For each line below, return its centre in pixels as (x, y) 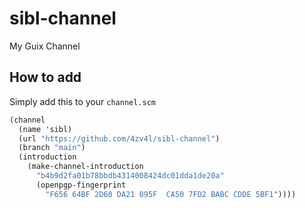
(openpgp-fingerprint (81, 185)
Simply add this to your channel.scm (82, 101)
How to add (45, 77)
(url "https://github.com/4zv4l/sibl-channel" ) (119, 138)
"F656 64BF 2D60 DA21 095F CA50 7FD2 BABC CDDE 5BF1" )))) (171, 194)
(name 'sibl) (45, 129)
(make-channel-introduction (85, 167)
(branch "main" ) (52, 148)
